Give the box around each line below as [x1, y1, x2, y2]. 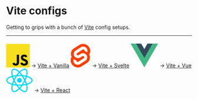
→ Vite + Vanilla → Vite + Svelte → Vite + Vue [31, 62, 192, 69]
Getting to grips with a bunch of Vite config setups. [6, 24, 131, 31]
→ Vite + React [34, 87, 71, 94]
